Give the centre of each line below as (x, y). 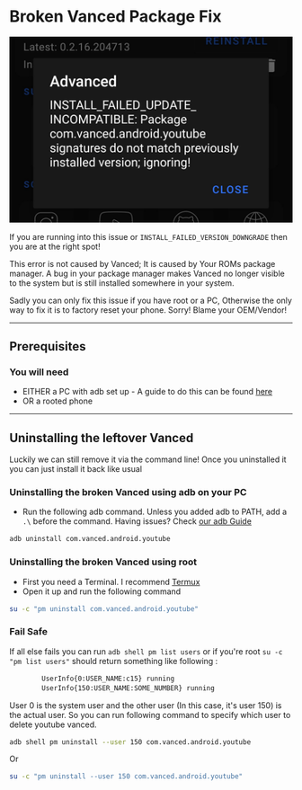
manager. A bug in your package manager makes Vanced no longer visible (147, 273)
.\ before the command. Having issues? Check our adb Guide (137, 521)
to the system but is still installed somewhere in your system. (122, 283)
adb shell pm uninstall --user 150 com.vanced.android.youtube (130, 742)
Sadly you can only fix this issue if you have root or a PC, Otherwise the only (151, 300)
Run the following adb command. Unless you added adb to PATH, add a (155, 512)
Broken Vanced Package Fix (115, 17)
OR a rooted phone (57, 401)
